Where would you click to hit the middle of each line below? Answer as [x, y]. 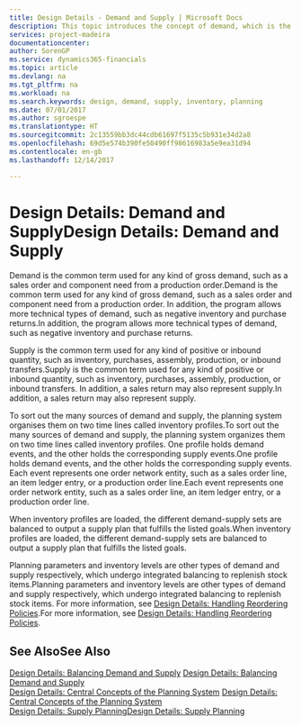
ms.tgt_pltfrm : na [44, 85]
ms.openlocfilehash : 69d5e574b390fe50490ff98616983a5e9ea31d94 [130, 143]
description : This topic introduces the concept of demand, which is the [150, 26]
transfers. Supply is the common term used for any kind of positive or [137, 369]
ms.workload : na [40, 93]
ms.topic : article [44, 68]
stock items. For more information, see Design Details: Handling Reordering [149, 603]
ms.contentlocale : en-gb [56, 151]
